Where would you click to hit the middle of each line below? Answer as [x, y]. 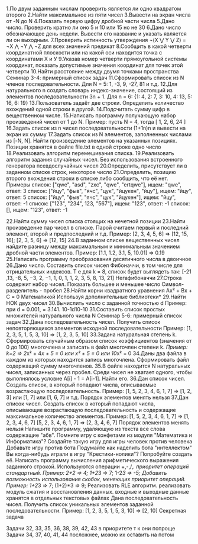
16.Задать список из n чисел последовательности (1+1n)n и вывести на [96, 128]
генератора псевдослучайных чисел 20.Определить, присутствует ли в [97, 166]
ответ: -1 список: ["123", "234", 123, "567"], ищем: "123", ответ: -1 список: [98, 203]
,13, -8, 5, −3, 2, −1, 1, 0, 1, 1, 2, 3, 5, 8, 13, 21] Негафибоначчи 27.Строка [94, 278]
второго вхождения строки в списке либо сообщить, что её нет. [87, 178]
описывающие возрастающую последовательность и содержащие [91, 410]
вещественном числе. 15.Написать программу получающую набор [91, 115]
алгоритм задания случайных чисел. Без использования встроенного [95, 160]
